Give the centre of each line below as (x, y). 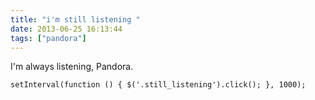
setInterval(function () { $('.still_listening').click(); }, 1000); (158, 85)
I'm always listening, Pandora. (72, 67)
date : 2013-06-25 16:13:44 (66, 29)
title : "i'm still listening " (75, 19)
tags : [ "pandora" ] (48, 38)
